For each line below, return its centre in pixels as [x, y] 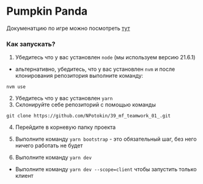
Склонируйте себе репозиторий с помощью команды [85, 105]
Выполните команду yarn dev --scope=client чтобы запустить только [106, 169]
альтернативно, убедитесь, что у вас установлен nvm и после [95, 69]
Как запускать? [31, 44]
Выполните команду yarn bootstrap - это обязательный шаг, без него [106, 139]
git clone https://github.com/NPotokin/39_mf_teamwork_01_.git [89, 116]
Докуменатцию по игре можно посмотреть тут [68, 28]
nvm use [16, 87]
